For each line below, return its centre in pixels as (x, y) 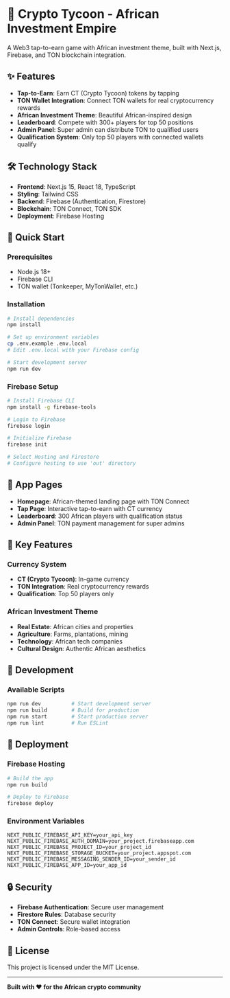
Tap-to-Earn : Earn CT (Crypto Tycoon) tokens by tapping (98, 93)
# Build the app (30, 778)
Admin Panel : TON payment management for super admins (101, 523)
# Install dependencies (41, 319)
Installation (26, 304)
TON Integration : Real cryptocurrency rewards (83, 587)
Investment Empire (62, 29)
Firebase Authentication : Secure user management (90, 907)
